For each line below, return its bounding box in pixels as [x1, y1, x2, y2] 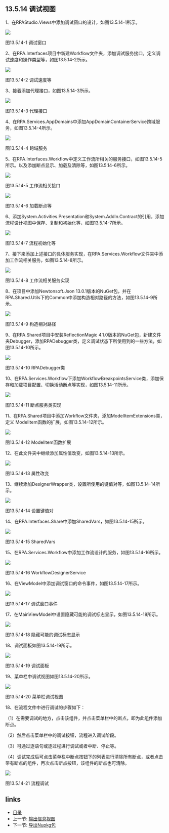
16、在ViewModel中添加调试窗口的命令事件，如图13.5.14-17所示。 [5, 580, 142, 586]
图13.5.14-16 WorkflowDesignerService [5, 569, 86, 575]
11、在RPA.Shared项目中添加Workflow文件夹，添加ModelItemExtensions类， [5, 412, 165, 419]
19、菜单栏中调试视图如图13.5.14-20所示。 [5, 673, 94, 679]
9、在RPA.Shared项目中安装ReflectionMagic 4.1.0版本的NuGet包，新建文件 [5, 331, 161, 338]
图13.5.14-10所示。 [5, 344, 44, 350]
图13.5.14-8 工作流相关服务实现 [5, 277, 70, 283]
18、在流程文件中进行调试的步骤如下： [5, 704, 86, 710]
